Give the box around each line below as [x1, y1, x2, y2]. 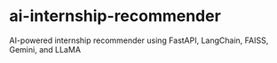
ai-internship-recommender [9, 6, 222, 26]
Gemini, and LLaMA [9, 44, 82, 54]
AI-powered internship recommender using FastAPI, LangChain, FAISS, [9, 35, 269, 45]
